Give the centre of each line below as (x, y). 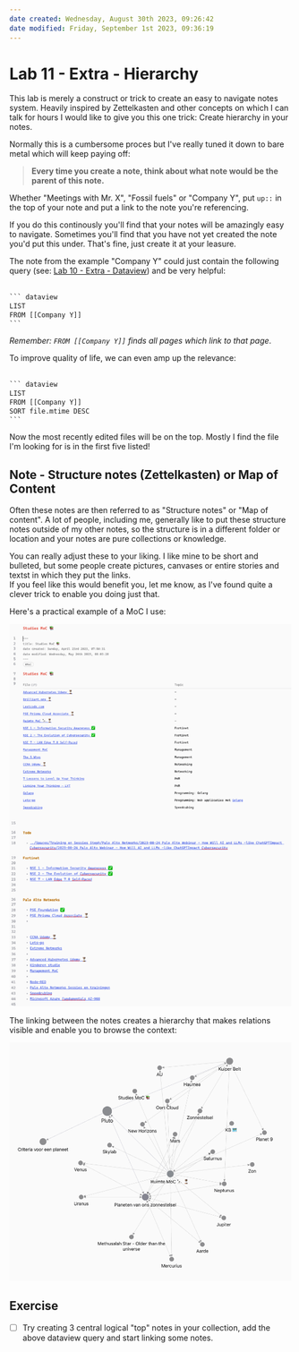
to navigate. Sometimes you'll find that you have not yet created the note (143, 235)
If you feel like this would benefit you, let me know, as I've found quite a (141, 585)
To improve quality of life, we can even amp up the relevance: (123, 358)
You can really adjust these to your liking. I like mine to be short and (134, 556)
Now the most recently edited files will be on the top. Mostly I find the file (144, 437)
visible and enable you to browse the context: (93, 1030)
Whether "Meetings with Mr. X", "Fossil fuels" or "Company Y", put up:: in (145, 198)
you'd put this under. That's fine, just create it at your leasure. (123, 244)
